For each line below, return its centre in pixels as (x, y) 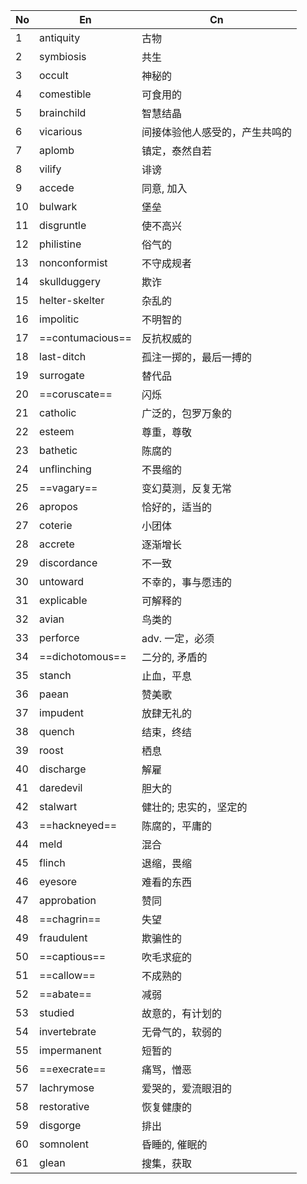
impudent (61, 712)
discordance (68, 562)
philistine (60, 244)
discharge (63, 769)
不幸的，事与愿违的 (186, 582)
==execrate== (73, 1069)
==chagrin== (70, 919)
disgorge (60, 1125)
